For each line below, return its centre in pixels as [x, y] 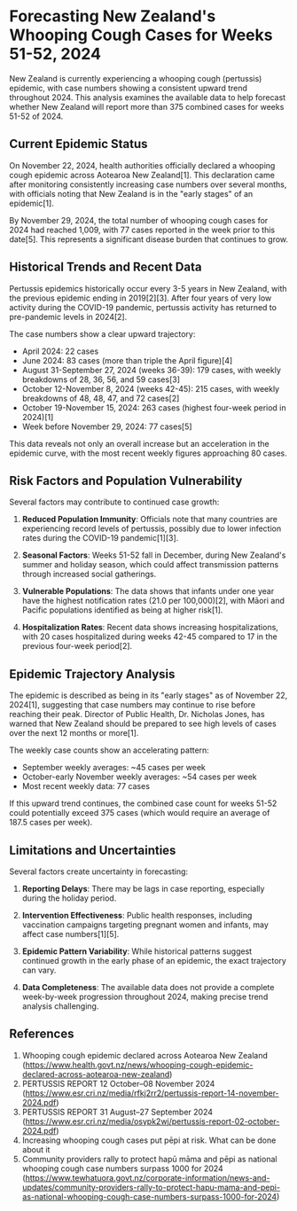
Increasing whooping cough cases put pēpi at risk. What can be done [149, 1140]
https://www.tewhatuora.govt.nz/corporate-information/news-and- [148, 1177]
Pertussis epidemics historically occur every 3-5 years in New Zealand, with [148, 288]
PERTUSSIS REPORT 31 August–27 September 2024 [117, 1112]
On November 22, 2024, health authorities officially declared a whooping [142, 165]
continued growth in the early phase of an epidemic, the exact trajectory [154, 961]
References [42, 1034]
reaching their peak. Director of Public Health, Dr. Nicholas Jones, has [137, 715]
